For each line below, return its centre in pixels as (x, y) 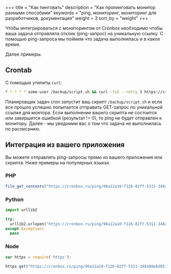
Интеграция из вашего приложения (65, 145)
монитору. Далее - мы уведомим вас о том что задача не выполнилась (83, 123)
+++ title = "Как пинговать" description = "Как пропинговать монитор (81, 7)
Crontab (19, 70)
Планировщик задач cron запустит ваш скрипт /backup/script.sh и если (84, 102)
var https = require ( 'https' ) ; (38, 257)
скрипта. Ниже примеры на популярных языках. (58, 162)
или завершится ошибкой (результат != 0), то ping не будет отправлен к (83, 118)
